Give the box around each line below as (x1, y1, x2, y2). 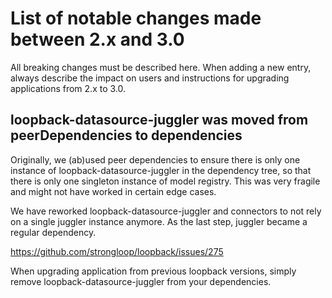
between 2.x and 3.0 (10, 28, 185, 51)
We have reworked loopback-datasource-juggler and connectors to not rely (10, 205, 322, 217)
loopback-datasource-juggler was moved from (10, 112, 309, 129)
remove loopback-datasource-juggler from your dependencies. (10, 275, 272, 287)
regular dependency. (10, 226, 97, 238)
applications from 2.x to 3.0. (10, 82, 127, 94)
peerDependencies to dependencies (10, 127, 243, 144)
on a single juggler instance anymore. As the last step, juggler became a (10, 215, 308, 227)
